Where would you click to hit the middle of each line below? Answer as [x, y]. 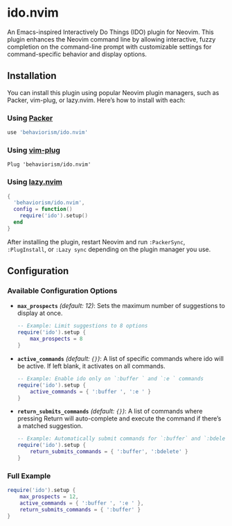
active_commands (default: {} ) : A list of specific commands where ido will [120, 358]
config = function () [43, 210]
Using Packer [30, 118]
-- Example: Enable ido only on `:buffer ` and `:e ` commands [110, 379]
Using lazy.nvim [35, 182]
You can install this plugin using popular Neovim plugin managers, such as [113, 92]
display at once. [40, 313]
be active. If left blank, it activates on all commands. [91, 366]
